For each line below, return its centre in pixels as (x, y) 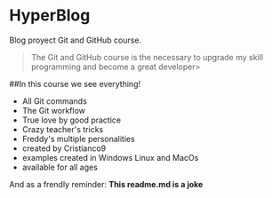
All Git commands (54, 101)
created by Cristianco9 (64, 148)
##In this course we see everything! (75, 83)
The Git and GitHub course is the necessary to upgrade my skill (147, 57)
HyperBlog (50, 16)
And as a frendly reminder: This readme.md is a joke (106, 184)
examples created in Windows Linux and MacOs (110, 157)
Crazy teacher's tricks (63, 129)
